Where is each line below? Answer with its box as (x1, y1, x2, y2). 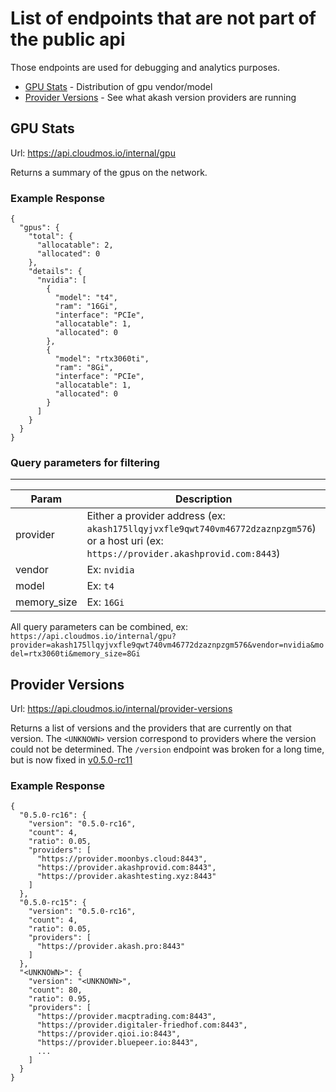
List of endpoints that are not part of (10, 7, 317, 30)
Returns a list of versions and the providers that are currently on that (10, 722, 292, 734)
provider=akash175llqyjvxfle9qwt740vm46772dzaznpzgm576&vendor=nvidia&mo (10, 640, 325, 651)
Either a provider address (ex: (86, 509, 226, 523)
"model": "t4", (54, 293, 118, 303)
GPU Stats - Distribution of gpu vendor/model (24, 80, 213, 92)
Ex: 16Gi (86, 595, 125, 609)
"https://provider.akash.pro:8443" (36, 942, 186, 952)
